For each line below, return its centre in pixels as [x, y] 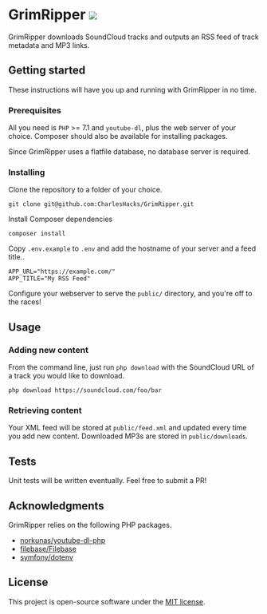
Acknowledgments [57, 506]
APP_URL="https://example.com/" [62, 272]
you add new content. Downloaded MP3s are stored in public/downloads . [128, 436]
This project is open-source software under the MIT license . [107, 601]
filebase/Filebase [48, 549]
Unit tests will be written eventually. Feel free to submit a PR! [108, 481]
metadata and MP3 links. [49, 45]
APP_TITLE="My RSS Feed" [49, 279]
